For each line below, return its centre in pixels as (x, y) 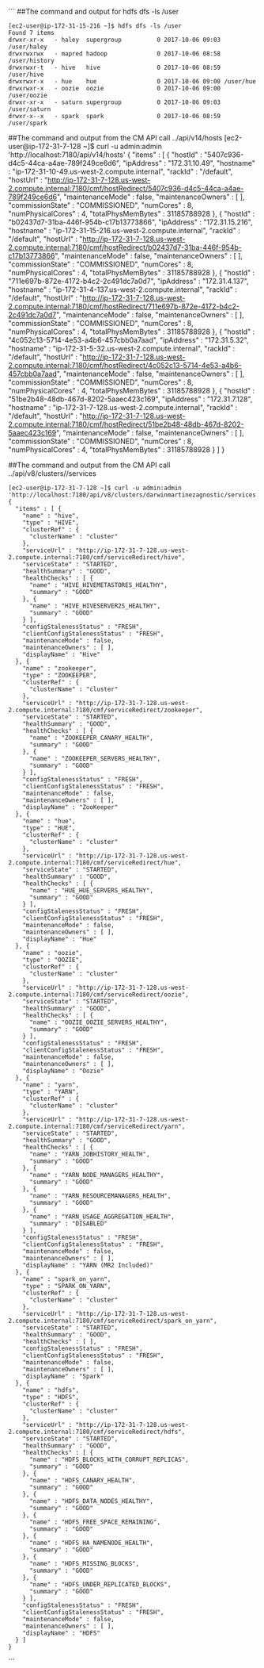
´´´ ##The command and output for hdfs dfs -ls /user (94, 12)
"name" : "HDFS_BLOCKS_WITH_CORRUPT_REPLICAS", (109, 1459)
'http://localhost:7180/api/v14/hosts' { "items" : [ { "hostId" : (106, 155)
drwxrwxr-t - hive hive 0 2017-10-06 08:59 (115, 67)
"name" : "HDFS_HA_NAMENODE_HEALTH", (91, 1543)
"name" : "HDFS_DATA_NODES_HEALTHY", (91, 1501)
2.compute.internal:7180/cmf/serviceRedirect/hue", (95, 863)
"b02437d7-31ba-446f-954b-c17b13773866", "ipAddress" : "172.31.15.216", (130, 222)
